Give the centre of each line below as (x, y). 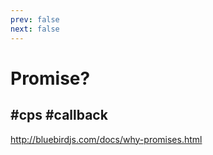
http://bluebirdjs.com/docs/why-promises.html (106, 139)
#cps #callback (59, 115)
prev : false (35, 19)
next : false (35, 29)
